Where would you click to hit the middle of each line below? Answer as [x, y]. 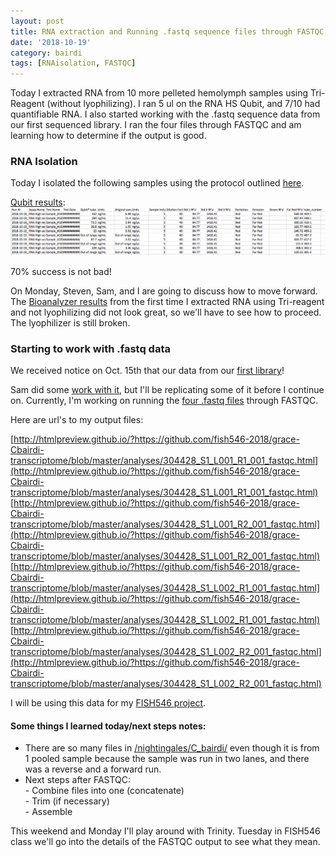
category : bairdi [46, 53]
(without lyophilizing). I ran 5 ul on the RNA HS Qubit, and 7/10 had [183, 104]
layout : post [37, 21]
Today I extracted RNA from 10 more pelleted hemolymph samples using [159, 93]
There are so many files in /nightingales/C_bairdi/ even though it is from [172, 748]
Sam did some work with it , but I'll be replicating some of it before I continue [167, 389]
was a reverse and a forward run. [93, 769]
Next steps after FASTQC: [78, 780]
